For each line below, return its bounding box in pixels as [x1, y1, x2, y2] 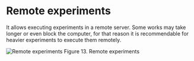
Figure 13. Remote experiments [63, 47, 140, 54]
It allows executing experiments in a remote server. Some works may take [6, 24, 186, 31]
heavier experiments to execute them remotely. [6, 36, 122, 43]
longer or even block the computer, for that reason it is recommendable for [6, 30, 189, 37]
